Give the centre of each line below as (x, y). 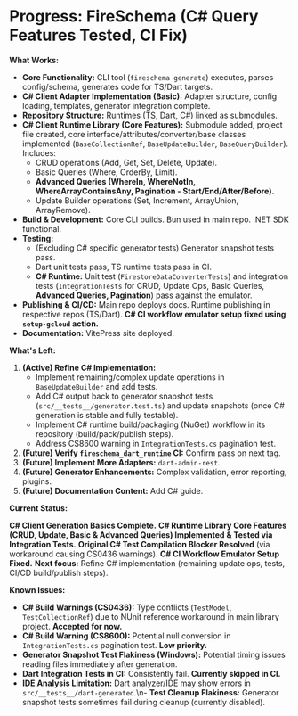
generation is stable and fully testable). (107, 415)
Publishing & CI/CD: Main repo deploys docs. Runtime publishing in (146, 304)
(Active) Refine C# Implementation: (89, 367)
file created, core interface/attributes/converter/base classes (134, 134)
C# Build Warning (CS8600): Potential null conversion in (126, 636)
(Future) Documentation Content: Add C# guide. (113, 490)
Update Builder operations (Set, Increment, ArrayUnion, (137, 200)
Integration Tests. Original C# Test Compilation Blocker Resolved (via (140, 544)
